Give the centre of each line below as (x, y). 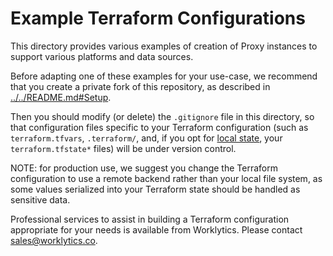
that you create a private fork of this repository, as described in (140, 86)
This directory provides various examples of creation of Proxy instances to (164, 46)
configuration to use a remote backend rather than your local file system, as (166, 178)
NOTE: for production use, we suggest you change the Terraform (144, 168)
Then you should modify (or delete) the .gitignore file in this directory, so (162, 116)
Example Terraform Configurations (158, 18)
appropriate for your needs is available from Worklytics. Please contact (156, 229)
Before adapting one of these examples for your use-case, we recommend (164, 76)
